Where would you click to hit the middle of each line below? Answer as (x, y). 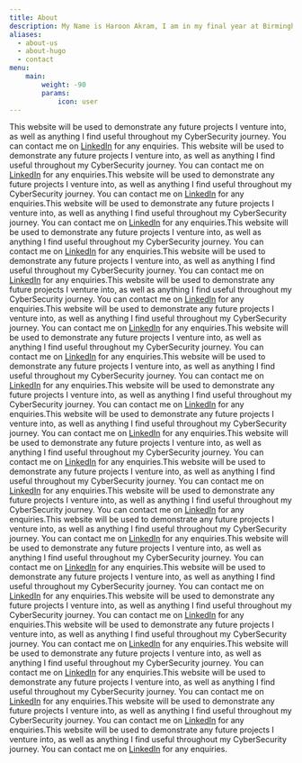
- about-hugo (42, 51)
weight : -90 (64, 85)
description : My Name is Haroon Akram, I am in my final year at (134, 26)
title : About (34, 18)
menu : (19, 68)
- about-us (38, 43)
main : (36, 77)
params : (56, 93)
